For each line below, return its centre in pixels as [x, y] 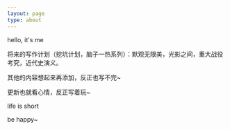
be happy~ [23, 119]
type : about [24, 20]
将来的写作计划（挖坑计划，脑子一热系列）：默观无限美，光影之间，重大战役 [115, 54]
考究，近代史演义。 [35, 62]
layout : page [26, 13]
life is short [23, 106]
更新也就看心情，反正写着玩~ [49, 92]
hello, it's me [25, 39]
